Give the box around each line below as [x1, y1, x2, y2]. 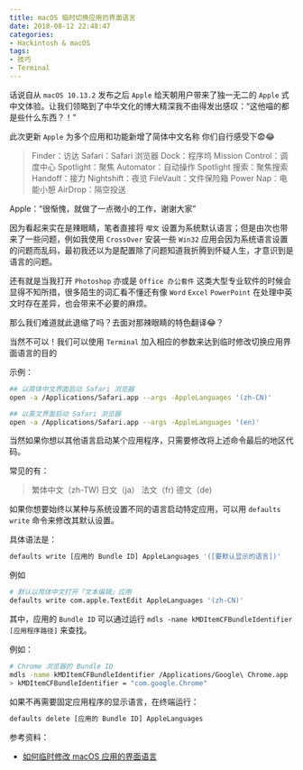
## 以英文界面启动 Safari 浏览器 [9, 409, 122, 418]
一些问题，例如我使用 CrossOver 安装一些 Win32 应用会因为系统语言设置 [24, 234, 289, 244]
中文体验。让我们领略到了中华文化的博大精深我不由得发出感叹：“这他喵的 [9, 100, 282, 111]
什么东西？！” [24, 112, 77, 123]
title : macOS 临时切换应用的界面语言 [9, 13, 136, 23]
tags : [9, 47, 30, 56]
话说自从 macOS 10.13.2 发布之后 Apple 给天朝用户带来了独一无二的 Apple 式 [9, 89, 290, 100]
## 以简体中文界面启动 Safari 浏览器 [9, 384, 135, 393]
